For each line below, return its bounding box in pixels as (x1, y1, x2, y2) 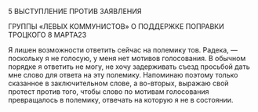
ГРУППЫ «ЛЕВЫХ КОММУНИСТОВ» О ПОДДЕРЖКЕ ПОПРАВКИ (8, 22, 225, 31)
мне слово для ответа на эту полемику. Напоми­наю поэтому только (8, 70, 238, 79)
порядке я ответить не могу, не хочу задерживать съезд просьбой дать (8, 62, 251, 71)
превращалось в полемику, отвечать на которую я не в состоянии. (8, 96, 234, 104)
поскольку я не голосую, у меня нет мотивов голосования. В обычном (8, 54, 246, 63)
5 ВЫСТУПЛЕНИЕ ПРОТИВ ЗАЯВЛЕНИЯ (8, 7, 143, 16)
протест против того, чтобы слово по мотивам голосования (8, 87, 209, 96)
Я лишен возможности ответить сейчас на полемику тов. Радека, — (8, 45, 238, 54)
